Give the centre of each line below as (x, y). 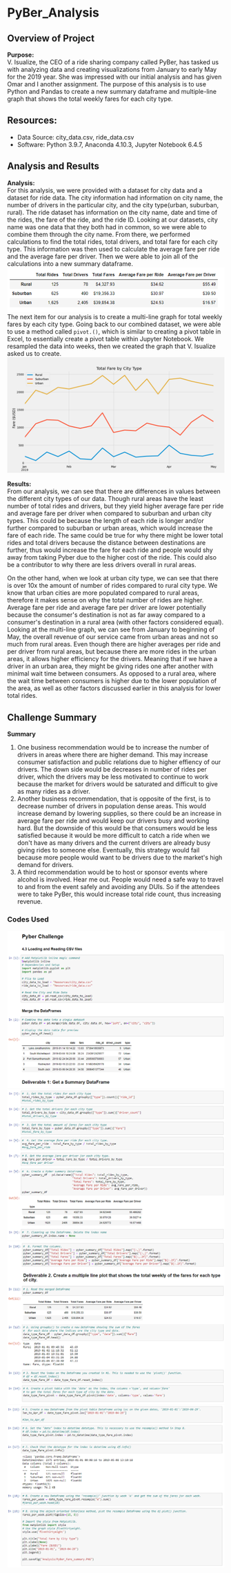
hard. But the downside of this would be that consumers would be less (117, 828)
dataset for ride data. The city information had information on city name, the (115, 198)
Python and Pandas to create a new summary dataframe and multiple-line (112, 92)
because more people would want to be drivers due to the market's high (120, 857)
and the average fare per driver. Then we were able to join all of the (103, 256)
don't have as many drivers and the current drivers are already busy (114, 843)
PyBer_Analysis (53, 13)
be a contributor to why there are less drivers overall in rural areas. (102, 565)
